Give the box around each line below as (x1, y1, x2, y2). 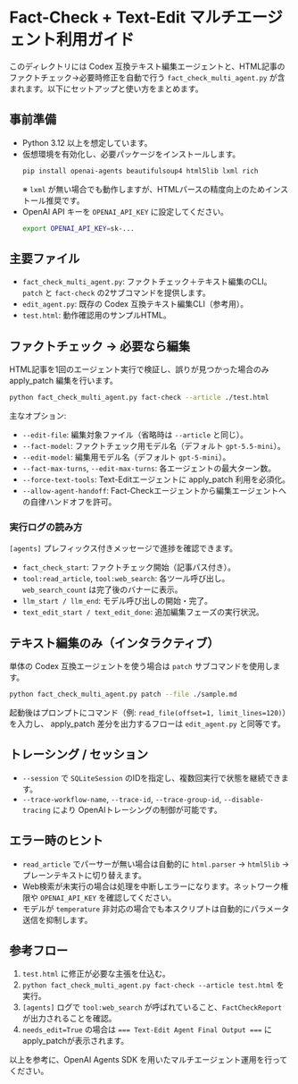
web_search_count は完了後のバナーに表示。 (21, 584, 183, 595)
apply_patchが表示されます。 (21, 1036, 129, 1046)
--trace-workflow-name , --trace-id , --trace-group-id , (21, 793, 222, 804)
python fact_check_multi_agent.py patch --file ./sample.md (9, 690, 238, 699)
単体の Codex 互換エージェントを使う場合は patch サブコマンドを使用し (9, 661, 273, 672)
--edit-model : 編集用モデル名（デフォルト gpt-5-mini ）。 (21, 452, 231, 462)
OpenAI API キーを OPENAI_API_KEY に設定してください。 (21, 206, 229, 216)
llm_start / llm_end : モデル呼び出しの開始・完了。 (21, 596, 212, 606)
